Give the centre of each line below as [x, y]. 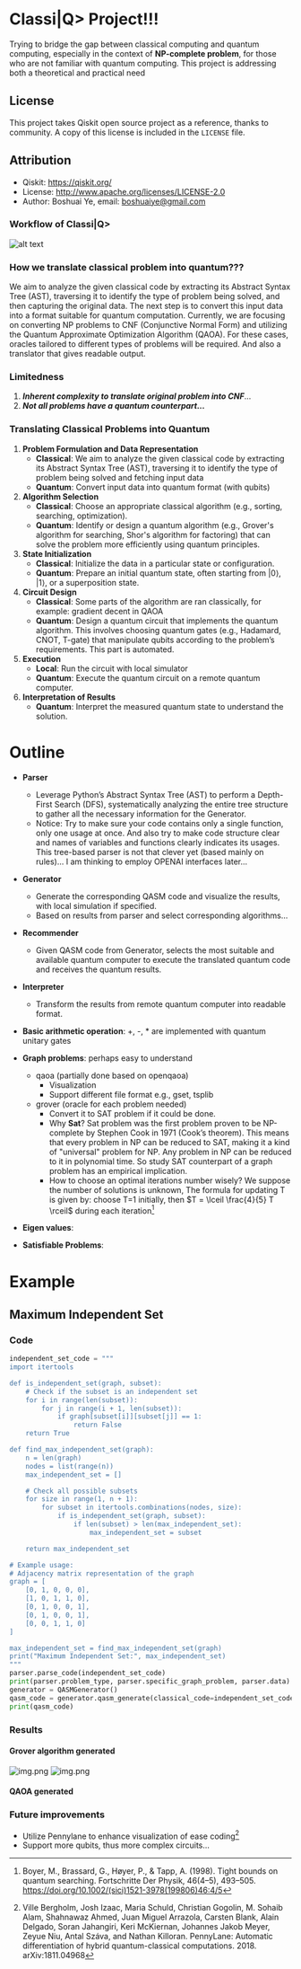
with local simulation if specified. [96, 905]
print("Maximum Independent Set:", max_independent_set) [118, 1656]
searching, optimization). [82, 516]
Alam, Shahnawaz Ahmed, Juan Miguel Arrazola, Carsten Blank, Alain [150, 1917]
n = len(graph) [54, 1458]
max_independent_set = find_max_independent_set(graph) [116, 1648]
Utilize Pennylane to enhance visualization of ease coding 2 [131, 1835]
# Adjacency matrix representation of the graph [102, 1573]
